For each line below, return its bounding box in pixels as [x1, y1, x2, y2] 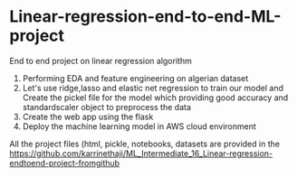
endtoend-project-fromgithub [9, 157, 120, 168]
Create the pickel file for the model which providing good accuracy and [22, 92, 289, 103]
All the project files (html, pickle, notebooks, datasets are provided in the [9, 138, 281, 149]
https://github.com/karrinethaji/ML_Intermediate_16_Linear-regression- [9, 147, 273, 159]
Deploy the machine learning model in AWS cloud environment [22, 120, 256, 132]
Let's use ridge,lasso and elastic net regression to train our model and [22, 82, 283, 93]
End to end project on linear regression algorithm [9, 55, 192, 66]
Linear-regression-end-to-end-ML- [9, 6, 282, 27]
